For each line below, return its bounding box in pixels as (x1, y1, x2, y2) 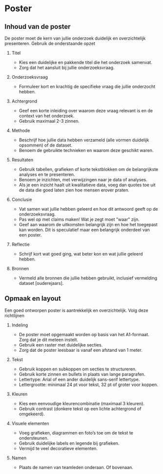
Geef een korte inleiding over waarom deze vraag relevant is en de (19, 108, 153, 113)
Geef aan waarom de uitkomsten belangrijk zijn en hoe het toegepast (19, 222, 158, 227)
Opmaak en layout (4, 294, 61, 303)
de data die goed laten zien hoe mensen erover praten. (19, 187, 130, 193)
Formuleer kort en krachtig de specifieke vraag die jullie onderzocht (19, 84, 156, 89)
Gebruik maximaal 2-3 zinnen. (19, 118, 80, 124)
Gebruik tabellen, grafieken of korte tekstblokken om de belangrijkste (19, 167, 159, 172)
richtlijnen (4, 312, 25, 318)
